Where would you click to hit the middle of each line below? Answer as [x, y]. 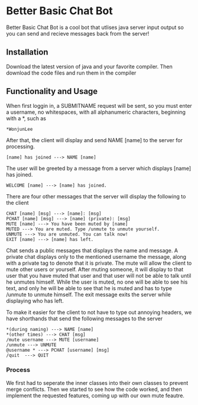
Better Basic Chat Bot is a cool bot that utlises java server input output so [95, 27]
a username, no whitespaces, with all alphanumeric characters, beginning [96, 112]
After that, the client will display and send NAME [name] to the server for [95, 140]
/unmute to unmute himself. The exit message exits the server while [89, 294]
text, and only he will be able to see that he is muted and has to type [89, 288]
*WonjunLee [20, 129]
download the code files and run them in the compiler [71, 73]
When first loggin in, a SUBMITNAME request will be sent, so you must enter [99, 105]
